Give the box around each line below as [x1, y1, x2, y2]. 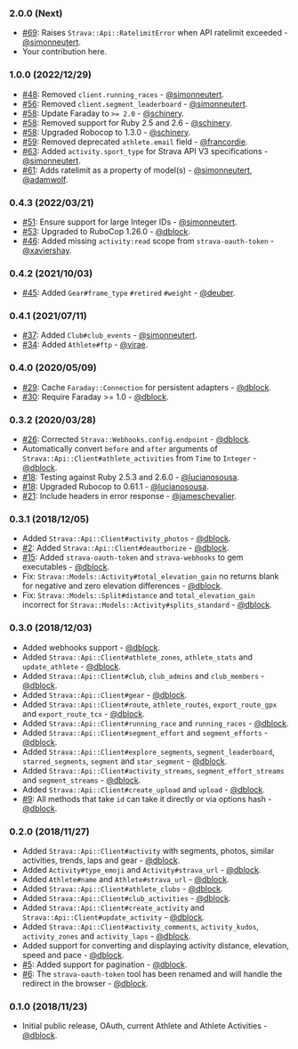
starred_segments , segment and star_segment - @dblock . [21, 756, 228, 766]
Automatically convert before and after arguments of [21, 444, 218, 455]
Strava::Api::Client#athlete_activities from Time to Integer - [21, 453, 257, 463]
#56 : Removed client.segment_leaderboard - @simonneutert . [21, 98, 248, 109]
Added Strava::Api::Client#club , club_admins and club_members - [21, 670, 265, 681]
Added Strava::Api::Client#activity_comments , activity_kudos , [21, 921, 260, 931]
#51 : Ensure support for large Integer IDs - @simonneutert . [21, 217, 238, 227]
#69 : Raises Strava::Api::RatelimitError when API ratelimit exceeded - [21, 28, 288, 38]
